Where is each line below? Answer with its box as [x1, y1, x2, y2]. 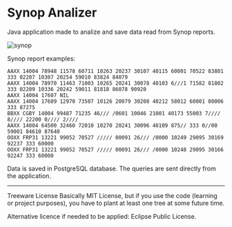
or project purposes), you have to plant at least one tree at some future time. [7, 199, 225, 207]
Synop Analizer [7, 5, 97, 21]
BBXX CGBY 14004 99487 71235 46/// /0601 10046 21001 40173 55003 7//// [7, 110, 221, 117]
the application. [7, 171, 52, 180]
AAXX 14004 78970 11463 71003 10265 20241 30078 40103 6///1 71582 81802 [7, 79, 224, 87]
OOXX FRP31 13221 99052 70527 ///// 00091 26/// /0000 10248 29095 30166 [7, 146, 224, 153]
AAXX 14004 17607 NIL [7, 92, 70, 99]
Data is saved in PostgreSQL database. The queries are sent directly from [7, 164, 216, 172]
